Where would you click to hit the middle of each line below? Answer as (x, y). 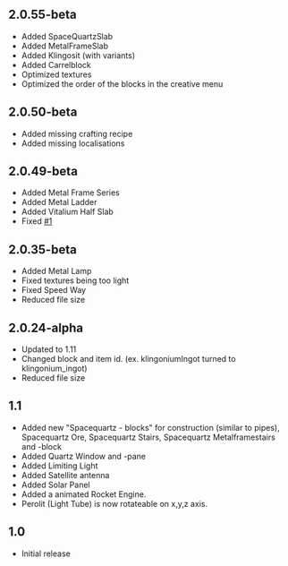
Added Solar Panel (55, 485)
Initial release (46, 553)
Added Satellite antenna (65, 475)
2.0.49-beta (43, 172)
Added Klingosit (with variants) (78, 55)
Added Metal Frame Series (70, 193)
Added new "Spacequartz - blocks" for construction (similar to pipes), (150, 427)
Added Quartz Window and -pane (84, 456)
